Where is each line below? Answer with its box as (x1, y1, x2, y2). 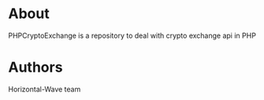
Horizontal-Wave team (8, 84, 81, 94)
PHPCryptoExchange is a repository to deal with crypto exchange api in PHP (8, 31, 256, 40)
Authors (8, 58, 63, 76)
